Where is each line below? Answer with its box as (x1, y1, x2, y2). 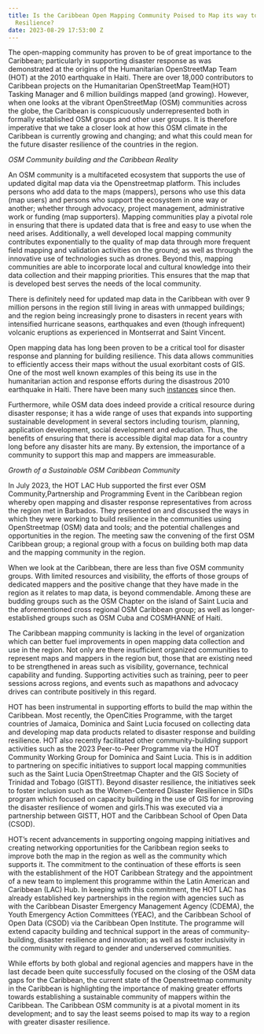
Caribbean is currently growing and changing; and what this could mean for (8, 132, 253, 141)
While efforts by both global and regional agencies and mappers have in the (8, 958, 254, 969)
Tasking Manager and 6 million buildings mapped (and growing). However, (8, 90, 249, 99)
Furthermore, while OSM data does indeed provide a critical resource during (8, 400, 255, 410)
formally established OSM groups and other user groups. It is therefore (8, 115, 237, 124)
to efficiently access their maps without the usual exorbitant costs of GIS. (8, 360, 245, 369)
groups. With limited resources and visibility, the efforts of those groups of (8, 572, 249, 581)
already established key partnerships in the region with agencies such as (8, 893, 244, 902)
